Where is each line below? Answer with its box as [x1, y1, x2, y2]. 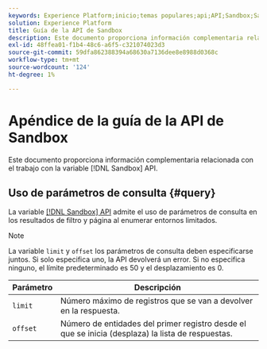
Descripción [133, 282, 181, 293]
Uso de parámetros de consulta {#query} [8, 186, 216, 199]
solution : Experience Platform [8, 19, 112, 27]
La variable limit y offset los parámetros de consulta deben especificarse [8, 247, 253, 256]
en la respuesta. [60, 305, 121, 316]
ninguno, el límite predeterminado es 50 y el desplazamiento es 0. [8, 263, 224, 273]
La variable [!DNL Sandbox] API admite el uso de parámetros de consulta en [8, 207, 257, 217]
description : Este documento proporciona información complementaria [8, 33, 244, 42]
